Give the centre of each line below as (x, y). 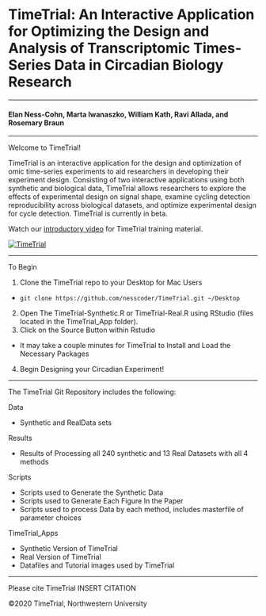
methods (34, 462)
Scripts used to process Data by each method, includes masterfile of (131, 510)
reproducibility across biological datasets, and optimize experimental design (133, 205)
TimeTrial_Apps (33, 534)
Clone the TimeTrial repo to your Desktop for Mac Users (111, 282)
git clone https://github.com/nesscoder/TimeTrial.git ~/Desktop (129, 299)
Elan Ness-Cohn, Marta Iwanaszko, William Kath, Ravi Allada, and (118, 114)
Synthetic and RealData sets (66, 423)
